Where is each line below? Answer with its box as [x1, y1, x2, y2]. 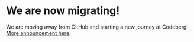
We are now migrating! [6, 4, 120, 17]
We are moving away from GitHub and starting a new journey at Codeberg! [6, 23, 188, 30]
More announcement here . [6, 29, 71, 36]
